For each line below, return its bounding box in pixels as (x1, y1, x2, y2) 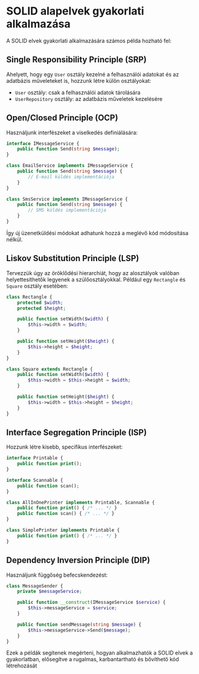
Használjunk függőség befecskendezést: (6, 571, 108, 578)
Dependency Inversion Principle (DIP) (6, 555, 151, 566)
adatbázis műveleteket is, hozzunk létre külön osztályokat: (6, 77, 152, 84)
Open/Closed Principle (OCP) (6, 113, 119, 123)
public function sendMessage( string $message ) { (17, 621, 142, 627)
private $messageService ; (17, 588, 83, 595)
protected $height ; (17, 305, 66, 311)
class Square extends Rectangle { (6, 366, 93, 372)
